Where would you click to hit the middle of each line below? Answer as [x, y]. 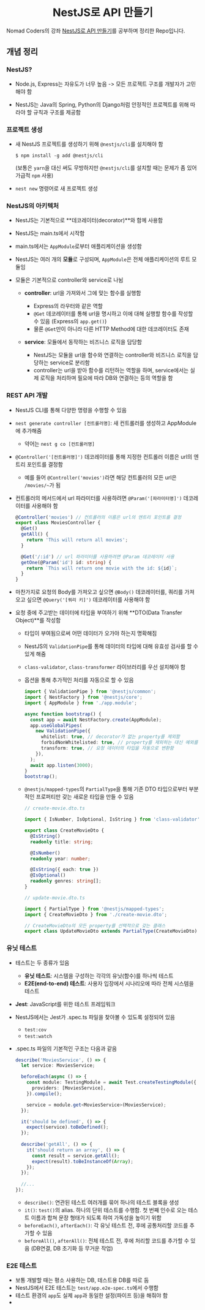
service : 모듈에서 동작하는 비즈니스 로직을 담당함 [83, 342]
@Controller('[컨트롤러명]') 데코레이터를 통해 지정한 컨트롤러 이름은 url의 [104, 456]
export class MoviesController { [58, 523]
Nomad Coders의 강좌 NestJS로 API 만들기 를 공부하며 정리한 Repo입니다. [96, 31]
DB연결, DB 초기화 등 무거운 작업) [73, 1248]
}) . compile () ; [44, 1094]
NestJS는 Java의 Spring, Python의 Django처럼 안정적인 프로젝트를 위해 [102, 104]
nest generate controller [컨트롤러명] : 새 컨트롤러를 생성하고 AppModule [106, 423]
